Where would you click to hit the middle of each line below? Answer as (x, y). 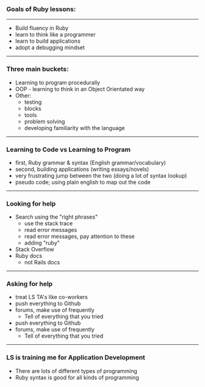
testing (33, 102)
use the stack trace (49, 223)
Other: (23, 95)
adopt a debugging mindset (50, 48)
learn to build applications (48, 41)
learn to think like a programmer (55, 35)
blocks (33, 108)
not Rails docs (42, 262)
